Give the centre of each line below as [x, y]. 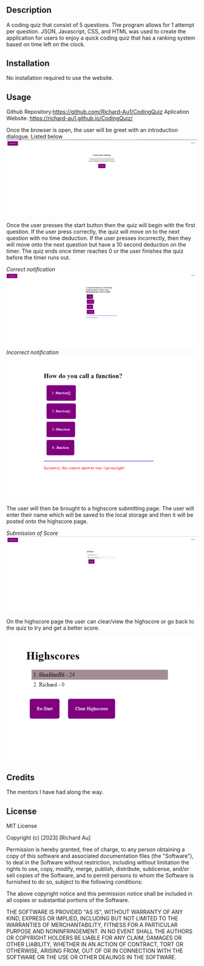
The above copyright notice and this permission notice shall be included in [99, 894]
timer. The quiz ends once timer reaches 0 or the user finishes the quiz [95, 251]
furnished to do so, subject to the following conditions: [74, 881]
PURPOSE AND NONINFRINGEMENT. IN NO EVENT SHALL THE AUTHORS [100, 931]
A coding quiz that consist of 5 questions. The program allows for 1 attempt [100, 25]
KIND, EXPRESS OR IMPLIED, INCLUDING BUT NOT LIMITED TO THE [92, 918]
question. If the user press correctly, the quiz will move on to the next [93, 231]
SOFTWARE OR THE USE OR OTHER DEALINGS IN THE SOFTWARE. [91, 957]
